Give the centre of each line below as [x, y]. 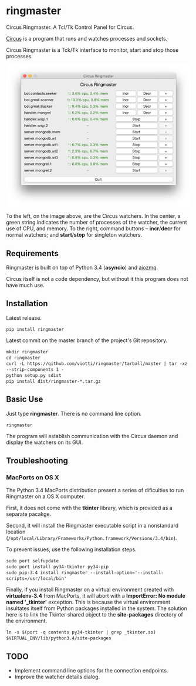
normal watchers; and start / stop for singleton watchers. [74, 235]
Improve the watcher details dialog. [57, 677]
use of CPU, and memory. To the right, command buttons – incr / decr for [93, 228]
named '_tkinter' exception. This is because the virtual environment [88, 602]
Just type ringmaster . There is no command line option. [74, 413]
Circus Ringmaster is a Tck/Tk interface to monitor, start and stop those [92, 50]
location [16, 532]
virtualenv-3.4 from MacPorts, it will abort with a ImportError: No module [96, 596]
